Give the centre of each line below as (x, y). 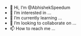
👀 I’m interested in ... (30, 13)
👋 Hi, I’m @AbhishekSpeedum (40, 8)
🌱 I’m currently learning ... (36, 18)
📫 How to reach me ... (32, 28)
